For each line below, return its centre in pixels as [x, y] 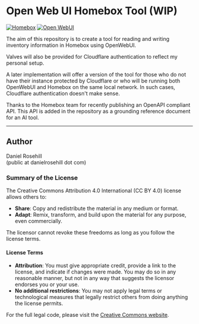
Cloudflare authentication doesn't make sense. [63, 93]
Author [19, 142]
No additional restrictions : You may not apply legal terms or [88, 291]
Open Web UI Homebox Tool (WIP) [92, 11]
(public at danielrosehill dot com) [46, 162]
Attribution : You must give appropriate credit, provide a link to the [95, 266]
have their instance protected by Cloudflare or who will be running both [93, 81]
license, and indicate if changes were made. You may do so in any [95, 272]
